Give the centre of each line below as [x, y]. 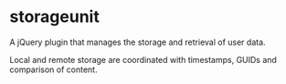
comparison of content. [53, 69]
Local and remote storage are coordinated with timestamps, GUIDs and [143, 59]
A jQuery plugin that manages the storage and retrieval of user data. [138, 42]
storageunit [55, 17]
